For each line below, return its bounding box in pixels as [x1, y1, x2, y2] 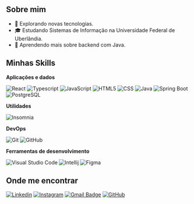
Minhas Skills [6, 58, 56, 68]
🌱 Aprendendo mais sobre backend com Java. [14, 41, 126, 48]
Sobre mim [6, 5, 47, 15]
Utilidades [6, 102, 31, 110]
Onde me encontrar [6, 176, 79, 186]
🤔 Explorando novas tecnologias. [14, 20, 94, 27]
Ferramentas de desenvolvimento [6, 147, 90, 154]
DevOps [6, 125, 26, 132]
